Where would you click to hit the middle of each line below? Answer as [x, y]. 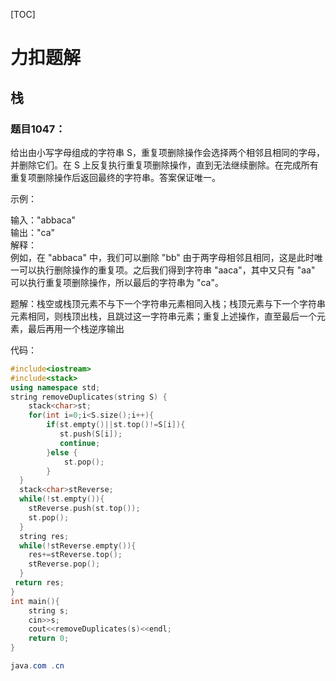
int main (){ [35, 601]
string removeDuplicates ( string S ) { [89, 397]
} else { [62, 452]
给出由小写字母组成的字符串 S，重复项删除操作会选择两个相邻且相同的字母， [167, 152]
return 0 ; [49, 639]
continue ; [80, 443]
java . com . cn [37, 666]
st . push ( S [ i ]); [91, 434]
